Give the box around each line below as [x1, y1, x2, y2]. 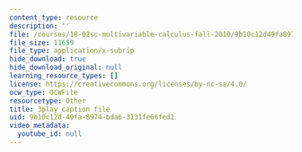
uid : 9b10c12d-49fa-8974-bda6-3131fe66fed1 [9, 113, 175, 122]
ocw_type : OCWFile [9, 88, 78, 97]
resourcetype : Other [9, 96, 87, 106]
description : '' [9, 21, 70, 30]
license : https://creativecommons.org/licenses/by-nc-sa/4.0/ [9, 80, 247, 89]
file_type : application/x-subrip [9, 46, 135, 55]
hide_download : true [9, 55, 87, 63]
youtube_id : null [17, 130, 83, 139]
